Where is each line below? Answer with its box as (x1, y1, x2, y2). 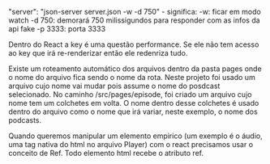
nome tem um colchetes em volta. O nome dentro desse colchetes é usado (8, 99, 259, 107)
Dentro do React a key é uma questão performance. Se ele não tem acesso (8, 40, 259, 49)
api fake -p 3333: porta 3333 (8, 24, 106, 33)
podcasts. (8, 116, 42, 124)
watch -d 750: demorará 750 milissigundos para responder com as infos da (8, 15, 261, 25)
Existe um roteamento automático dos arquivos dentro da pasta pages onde (8, 64, 262, 74)
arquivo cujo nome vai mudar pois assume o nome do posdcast (8, 81, 221, 90)
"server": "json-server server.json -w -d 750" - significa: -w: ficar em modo (8, 7, 261, 16)
